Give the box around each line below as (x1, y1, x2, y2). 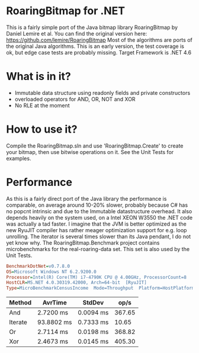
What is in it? (6, 70, 71, 84)
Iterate (9, 318, 28, 326)
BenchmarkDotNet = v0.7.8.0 (6, 263, 70, 269)
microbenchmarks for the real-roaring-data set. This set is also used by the (6, 245, 190, 252)
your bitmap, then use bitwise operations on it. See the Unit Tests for (6, 148, 174, 155)
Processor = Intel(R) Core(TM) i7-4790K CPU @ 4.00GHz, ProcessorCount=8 (6, 274, 187, 280)
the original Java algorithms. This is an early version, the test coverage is (6, 43, 185, 50)
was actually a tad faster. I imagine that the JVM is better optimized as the (6, 220, 187, 227)
